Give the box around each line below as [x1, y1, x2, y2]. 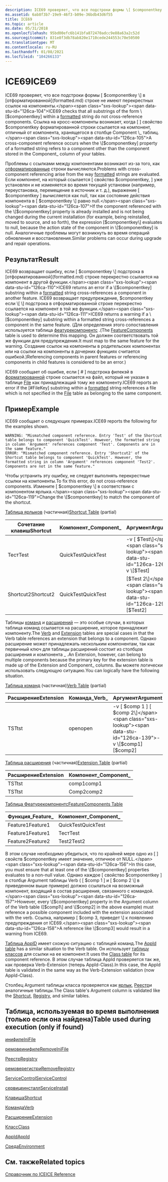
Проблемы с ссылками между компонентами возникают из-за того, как [5, 161, 160, 167]
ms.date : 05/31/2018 [5, 26, 48, 31]
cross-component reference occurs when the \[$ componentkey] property [5, 140, 157, 146]
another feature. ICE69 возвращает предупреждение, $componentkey [5, 295, 153, 301]
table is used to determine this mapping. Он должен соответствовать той [5, 332, 158, 339]
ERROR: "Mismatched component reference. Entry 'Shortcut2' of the [5, 450, 149, 456]
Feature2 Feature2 [7, 838, 50, 845]
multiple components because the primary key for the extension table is [5, 656, 153, 663]
